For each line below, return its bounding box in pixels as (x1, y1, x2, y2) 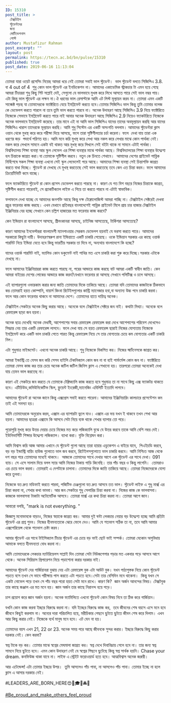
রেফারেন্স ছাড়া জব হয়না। (5, 309, 42, 315)
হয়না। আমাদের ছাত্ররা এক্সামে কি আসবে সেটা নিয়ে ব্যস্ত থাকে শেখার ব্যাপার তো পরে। (5, 416, 127, 422)
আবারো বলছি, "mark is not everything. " (5, 503, 80, 509)
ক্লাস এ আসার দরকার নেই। (5, 669, 45, 676)
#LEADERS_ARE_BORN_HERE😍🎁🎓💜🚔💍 (5, 680, 90, 686)
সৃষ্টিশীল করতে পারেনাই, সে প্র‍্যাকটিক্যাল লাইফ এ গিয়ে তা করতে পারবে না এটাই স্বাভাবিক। (5, 186, 133, 192)
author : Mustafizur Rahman (5, 41, 63, 46)
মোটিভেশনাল (10, 31, 25, 36)
